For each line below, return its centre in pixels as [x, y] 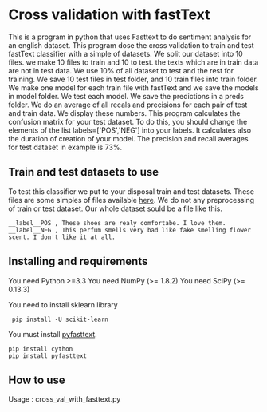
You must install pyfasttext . [53, 334]
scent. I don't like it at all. [62, 237]
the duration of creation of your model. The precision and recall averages [128, 138]
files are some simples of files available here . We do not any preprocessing [132, 200]
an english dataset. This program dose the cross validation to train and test [131, 45]
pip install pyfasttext [48, 356]
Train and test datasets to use [84, 172]
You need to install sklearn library [63, 304]
